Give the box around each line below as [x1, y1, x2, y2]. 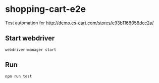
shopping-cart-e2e [5, 3, 86, 15]
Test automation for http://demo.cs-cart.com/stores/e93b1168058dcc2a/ [5, 20, 154, 26]
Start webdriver [5, 34, 55, 42]
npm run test [5, 74, 32, 79]
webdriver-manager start [5, 47, 56, 52]
